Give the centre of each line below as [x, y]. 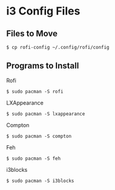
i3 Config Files [43, 11]
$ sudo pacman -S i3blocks [40, 181]
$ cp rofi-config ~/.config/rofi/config [58, 47]
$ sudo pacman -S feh [34, 159]
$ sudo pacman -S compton [39, 136]
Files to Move [32, 34]
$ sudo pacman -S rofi [35, 91]
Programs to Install [43, 66]
